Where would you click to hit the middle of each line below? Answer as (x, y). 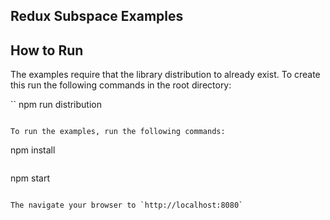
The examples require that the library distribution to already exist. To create (165, 75)
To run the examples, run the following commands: (118, 132)
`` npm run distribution (56, 105)
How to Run (47, 50)
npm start (30, 178)
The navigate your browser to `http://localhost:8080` (127, 205)
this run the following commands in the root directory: (121, 85)
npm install (33, 150)
